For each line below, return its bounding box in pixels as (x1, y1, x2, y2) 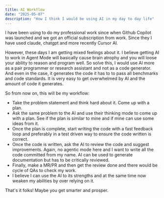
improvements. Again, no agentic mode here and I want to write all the (12, 147, 154, 152)
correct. (12, 136, 28, 142)
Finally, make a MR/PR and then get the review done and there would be (12, 162, 158, 168)
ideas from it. (12, 121, 39, 126)
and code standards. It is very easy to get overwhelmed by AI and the (5, 75, 145, 81)
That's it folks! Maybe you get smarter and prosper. (5, 187, 109, 194)
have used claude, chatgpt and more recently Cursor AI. (5, 40, 118, 46)
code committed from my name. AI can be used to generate (12, 152, 133, 158)
